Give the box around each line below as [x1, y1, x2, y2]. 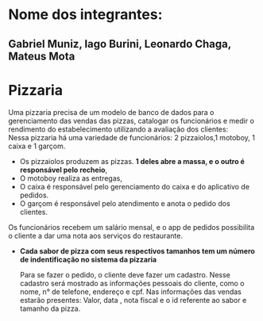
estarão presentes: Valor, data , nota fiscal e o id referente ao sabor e [19, 295, 247, 304]
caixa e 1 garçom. [8, 141, 66, 151]
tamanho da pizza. [19, 304, 81, 313]
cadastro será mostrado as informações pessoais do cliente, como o [19, 278, 245, 288]
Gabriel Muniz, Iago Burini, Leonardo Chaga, [8, 37, 232, 51]
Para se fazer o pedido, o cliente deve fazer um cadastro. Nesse [19, 269, 230, 279]
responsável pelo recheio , [19, 165, 108, 174]
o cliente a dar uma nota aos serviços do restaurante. [8, 231, 183, 240]
